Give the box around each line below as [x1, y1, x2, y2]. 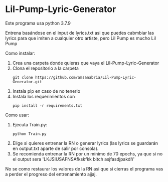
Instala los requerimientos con [12, 93, 75, 99]
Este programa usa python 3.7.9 [5, 20, 71, 26]
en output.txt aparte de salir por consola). [12, 145, 99, 151]
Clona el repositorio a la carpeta [12, 65, 79, 71]
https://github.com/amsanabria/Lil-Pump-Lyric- [35, 75, 136, 80]
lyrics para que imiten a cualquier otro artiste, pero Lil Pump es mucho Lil [5, 35, 156, 41]
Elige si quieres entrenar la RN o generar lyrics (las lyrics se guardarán [12, 140, 158, 146]
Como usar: [5, 112, 30, 118]
